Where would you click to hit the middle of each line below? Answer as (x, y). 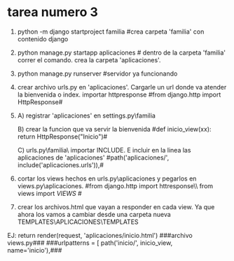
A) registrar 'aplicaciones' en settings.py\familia (87, 115)
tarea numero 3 (53, 12)
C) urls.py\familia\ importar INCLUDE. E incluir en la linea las (104, 150)
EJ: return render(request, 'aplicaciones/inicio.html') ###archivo (100, 235)
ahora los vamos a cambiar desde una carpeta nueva (94, 214)
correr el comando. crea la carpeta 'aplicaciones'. (89, 59)
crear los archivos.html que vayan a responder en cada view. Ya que (116, 206)
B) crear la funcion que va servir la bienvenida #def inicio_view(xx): (114, 129)
